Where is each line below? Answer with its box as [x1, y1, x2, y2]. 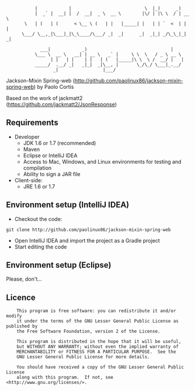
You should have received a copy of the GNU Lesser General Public [16, 364, 184, 371]
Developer [14, 133, 40, 140]
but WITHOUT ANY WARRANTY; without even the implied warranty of [16, 344, 179, 350]
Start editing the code [14, 243, 67, 250]
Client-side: [14, 177, 43, 184]
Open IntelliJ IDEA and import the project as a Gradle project [14, 237, 161, 244]
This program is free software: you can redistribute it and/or [16, 308, 176, 314]
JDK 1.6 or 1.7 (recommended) [23, 139, 96, 146]
